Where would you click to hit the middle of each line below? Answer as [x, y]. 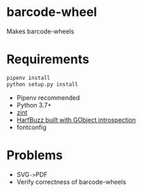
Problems [35, 155]
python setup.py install [42, 84]
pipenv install [28, 78]
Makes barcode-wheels [40, 31]
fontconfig [31, 127]
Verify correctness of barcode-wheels [71, 182]
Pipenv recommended [48, 97]
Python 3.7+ [34, 105]
